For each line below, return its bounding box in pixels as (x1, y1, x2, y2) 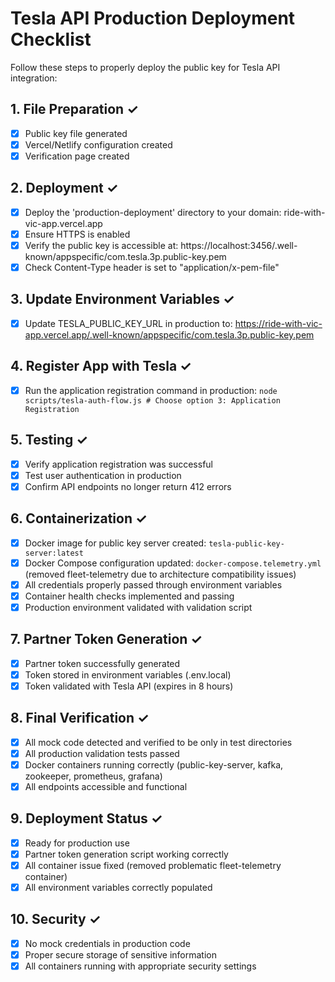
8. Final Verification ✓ (10, 710, 150, 727)
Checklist (10, 28, 92, 51)
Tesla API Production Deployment (10, 7, 296, 30)
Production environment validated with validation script (24, 601, 253, 613)
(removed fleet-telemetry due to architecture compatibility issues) (24, 568, 297, 580)
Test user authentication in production (24, 469, 182, 481)
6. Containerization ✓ (10, 510, 148, 527)
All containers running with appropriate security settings (24, 960, 257, 972)
